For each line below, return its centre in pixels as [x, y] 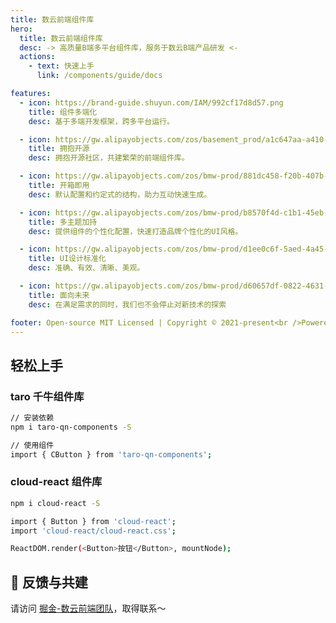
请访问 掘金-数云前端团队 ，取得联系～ [88, 608]
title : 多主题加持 [63, 222]
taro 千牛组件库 [47, 396]
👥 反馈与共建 [49, 582]
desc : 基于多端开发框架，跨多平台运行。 [101, 121]
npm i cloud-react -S [55, 503]
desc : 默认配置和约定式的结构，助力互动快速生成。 [120, 194]
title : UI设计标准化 [67, 259]
